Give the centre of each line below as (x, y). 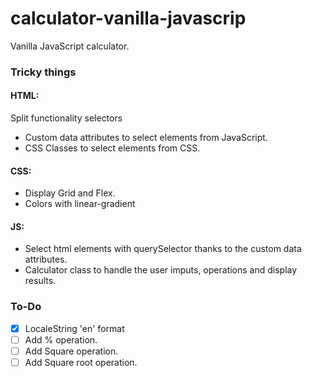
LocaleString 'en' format (74, 328)
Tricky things (43, 72)
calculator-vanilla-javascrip (128, 18)
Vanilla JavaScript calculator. (70, 46)
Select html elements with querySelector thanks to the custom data (163, 249)
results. (40, 281)
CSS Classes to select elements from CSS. (112, 148)
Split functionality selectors (66, 118)
